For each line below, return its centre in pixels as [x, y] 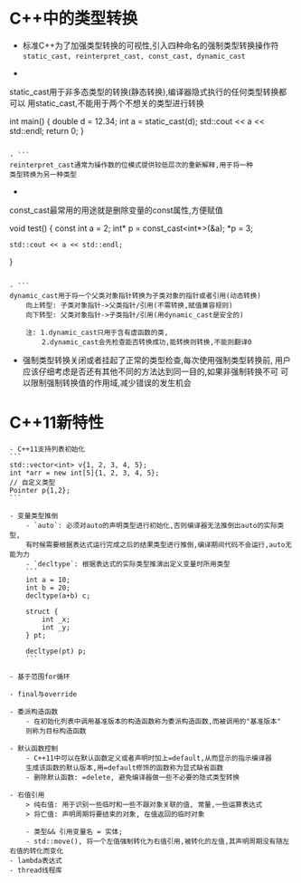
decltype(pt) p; [56, 651]
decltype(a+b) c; [58, 595]
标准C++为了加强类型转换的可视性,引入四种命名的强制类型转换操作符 [150, 45]
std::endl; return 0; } [47, 130]
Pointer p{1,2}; [40, 490]
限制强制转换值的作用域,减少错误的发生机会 [111, 382]
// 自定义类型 [33, 482]
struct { [42, 611]
